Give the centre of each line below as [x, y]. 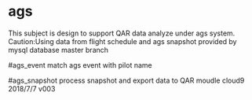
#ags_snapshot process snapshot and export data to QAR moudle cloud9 [126, 80]
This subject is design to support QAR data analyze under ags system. [122, 33]
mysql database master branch [58, 50]
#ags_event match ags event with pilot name [80, 65]
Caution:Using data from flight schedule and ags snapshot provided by [122, 41]
